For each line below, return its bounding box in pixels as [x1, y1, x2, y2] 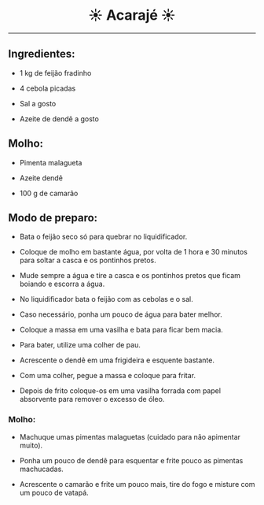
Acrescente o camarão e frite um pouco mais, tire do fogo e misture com [19, 479, 255, 488]
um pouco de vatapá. [19, 488, 89, 497]
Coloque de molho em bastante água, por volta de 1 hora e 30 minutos [19, 247, 247, 257]
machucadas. [19, 464, 64, 473]
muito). [19, 440, 43, 450]
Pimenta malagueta [19, 158, 82, 167]
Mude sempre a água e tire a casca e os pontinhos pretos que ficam [19, 271, 241, 280]
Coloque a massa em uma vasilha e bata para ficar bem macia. [19, 325, 224, 335]
